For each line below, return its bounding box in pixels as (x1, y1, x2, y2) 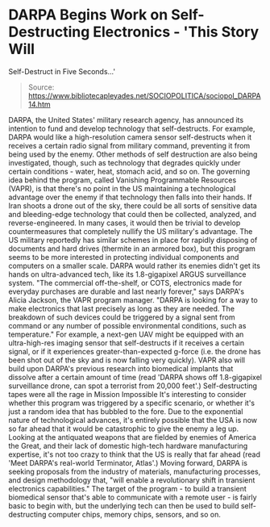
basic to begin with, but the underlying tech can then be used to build (8, 500, 239, 510)
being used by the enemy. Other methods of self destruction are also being (8, 149, 258, 159)
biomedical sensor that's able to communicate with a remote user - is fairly (8, 492, 257, 502)
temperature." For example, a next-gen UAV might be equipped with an (8, 329, 244, 339)
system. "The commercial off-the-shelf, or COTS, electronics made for (8, 278, 243, 287)
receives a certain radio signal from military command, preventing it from (8, 140, 251, 150)
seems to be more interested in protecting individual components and (8, 252, 239, 261)
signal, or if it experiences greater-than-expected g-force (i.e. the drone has (8, 346, 261, 356)
